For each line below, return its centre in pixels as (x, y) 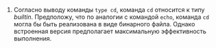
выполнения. (33, 39)
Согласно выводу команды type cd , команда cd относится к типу (109, 10)
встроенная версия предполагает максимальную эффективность (110, 31)
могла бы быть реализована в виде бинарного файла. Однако (104, 24)
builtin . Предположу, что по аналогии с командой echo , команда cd (111, 17)
